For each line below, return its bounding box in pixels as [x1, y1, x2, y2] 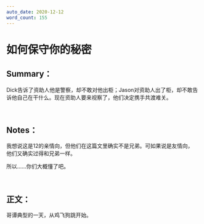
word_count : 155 [6, 15, 47, 21]
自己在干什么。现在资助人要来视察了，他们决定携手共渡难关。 [16, 94, 172, 101]
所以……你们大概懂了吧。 [6, 163, 69, 170]
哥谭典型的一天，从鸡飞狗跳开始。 [6, 211, 92, 219]
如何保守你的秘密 [6, 43, 93, 57]
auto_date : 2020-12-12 [6, 9, 64, 15]
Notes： [6, 125, 38, 135]
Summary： [6, 69, 52, 79]
